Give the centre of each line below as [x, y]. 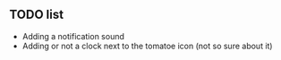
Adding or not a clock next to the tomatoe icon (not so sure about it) [147, 46]
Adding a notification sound [73, 36]
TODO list [37, 15]
